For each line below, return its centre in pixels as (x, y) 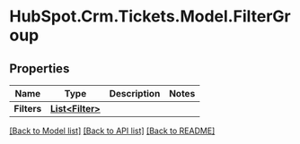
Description (135, 93)
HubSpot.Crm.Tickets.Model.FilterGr (150, 17)
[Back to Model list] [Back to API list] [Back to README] (112, 131)
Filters (28, 109)
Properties (40, 68)
